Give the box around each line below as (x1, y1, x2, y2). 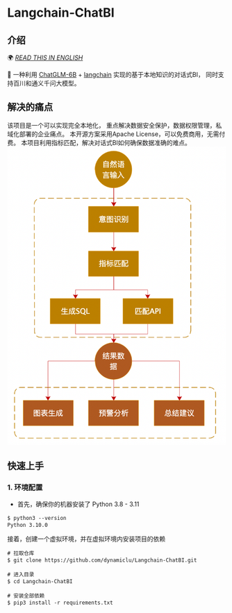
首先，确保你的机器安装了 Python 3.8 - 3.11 (17, 500, 140, 508)
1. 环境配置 (7, 482, 43, 492)
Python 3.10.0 (7, 521, 49, 528)
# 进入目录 (7, 571, 35, 578)
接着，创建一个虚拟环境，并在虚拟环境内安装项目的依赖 (7, 535, 165, 543)
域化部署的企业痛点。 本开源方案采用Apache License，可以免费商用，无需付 (7, 130, 226, 138)
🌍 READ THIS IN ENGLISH (7, 53, 83, 62)
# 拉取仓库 (7, 550, 35, 557)
